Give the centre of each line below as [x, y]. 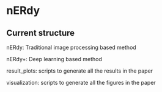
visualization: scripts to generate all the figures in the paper [81, 83]
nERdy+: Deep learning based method [54, 59]
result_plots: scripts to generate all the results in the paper [80, 71]
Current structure [41, 33]
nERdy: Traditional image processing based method [71, 47]
